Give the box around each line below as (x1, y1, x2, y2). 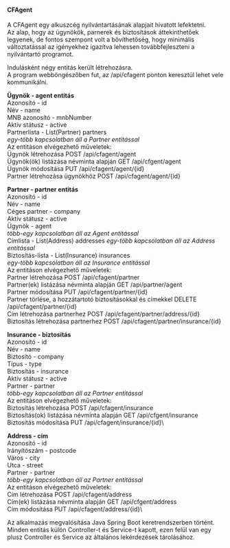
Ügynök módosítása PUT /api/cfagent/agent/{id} (7, 165, 145, 173)
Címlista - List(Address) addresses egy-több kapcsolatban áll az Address (7, 236, 216, 245)
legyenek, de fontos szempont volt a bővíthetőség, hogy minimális (7, 35, 194, 44)
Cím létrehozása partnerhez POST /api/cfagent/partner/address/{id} (7, 310, 200, 318)
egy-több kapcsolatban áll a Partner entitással (7, 135, 139, 144)
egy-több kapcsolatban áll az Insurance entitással (7, 258, 150, 267)
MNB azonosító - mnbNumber (7, 114, 92, 122)
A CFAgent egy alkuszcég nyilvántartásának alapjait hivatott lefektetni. (7, 21, 206, 29)
